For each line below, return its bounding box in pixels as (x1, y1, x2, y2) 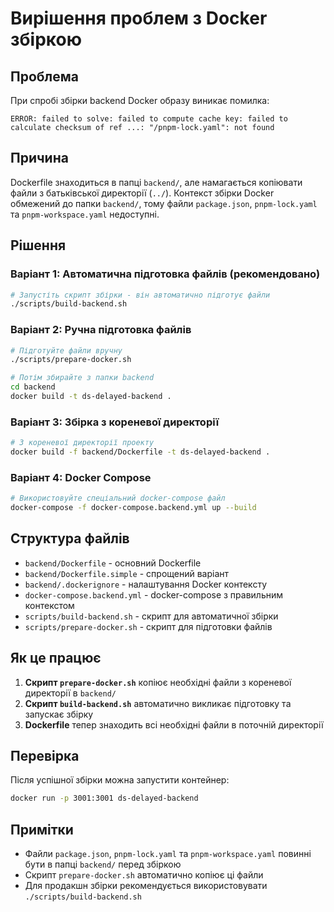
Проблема (10, 68, 80, 85)
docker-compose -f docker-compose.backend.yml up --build (10, 503, 257, 513)
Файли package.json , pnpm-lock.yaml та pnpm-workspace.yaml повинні (24, 848, 312, 860)
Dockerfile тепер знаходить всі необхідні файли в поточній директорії (24, 718, 324, 731)
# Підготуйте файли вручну (10, 345, 123, 356)
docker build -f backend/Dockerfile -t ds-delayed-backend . (10, 447, 271, 457)
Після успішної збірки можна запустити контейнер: (10, 774, 230, 786)
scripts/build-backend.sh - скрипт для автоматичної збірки (24, 610, 279, 622)
